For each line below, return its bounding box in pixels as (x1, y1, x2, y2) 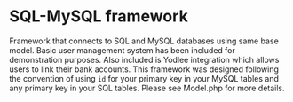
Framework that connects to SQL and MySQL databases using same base (9, 35, 280, 46)
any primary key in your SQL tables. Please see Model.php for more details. (9, 82, 286, 93)
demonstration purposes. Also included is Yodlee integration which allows (9, 54, 280, 65)
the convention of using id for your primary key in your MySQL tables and (9, 73, 280, 83)
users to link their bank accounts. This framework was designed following (9, 64, 280, 75)
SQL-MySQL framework (9, 6, 188, 27)
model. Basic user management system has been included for (9, 44, 235, 55)
